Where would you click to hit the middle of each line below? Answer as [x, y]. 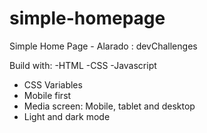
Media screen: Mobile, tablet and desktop [109, 106]
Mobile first [47, 95]
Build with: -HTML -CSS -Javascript [83, 65]
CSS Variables [53, 84]
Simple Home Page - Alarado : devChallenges [103, 46]
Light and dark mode [67, 116]
